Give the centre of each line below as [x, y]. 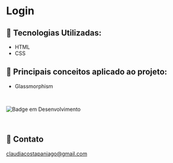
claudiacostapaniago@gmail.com [47, 154]
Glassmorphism [34, 86]
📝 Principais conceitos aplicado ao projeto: [87, 72]
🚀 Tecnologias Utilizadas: [54, 33]
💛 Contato [25, 140]
